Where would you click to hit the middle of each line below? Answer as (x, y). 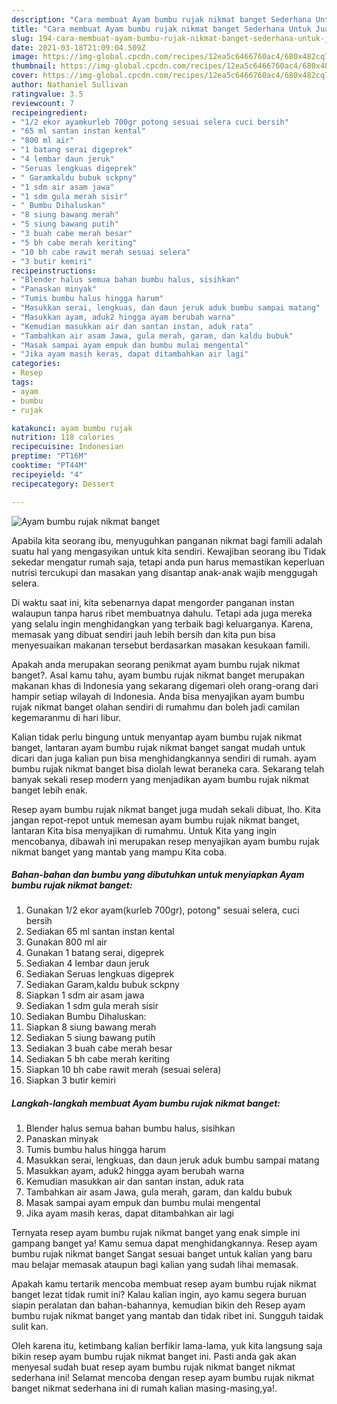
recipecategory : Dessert (63, 484)
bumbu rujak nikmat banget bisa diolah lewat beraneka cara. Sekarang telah (168, 768)
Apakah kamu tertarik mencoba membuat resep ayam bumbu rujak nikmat (164, 1284)
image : (25, 57)
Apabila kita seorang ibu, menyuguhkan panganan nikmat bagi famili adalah (167, 540)
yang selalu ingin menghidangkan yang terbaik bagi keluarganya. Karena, (162, 623)
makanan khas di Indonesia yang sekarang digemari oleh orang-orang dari (165, 685)
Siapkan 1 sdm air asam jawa (85, 995)
